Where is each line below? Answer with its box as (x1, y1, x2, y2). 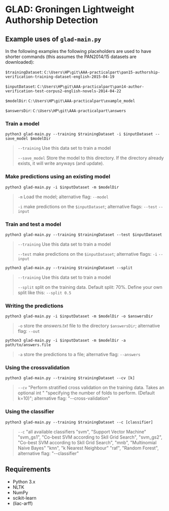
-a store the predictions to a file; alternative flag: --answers (17, 352, 141, 358)
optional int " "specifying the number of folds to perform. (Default (17, 390, 155, 396)
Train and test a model (5, 221, 61, 228)
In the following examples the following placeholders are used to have (5, 48, 151, 54)
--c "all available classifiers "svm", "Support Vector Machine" (17, 428, 146, 435)
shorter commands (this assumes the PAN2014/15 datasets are (5, 53, 137, 60)
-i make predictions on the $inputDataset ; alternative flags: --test (17, 203, 157, 209)
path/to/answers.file (5, 342, 51, 347)
